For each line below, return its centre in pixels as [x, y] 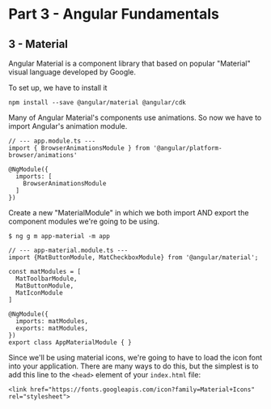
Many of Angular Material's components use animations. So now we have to [135, 117]
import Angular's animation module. [68, 126]
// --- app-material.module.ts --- [68, 250]
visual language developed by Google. [72, 72]
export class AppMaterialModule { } [70, 343]
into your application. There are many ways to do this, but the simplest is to [133, 366]
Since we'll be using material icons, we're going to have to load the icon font [135, 358]
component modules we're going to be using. [84, 221]
